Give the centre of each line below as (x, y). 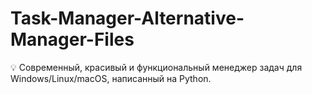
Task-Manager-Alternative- (127, 18)
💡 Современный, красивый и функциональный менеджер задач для (156, 67)
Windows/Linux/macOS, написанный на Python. (111, 78)
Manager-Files (72, 39)
